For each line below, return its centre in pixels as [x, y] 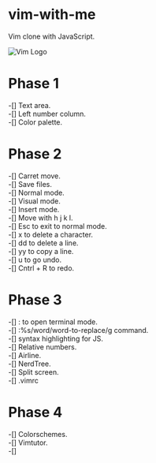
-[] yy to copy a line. [41, 251]
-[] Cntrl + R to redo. [41, 268]
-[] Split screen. [33, 372]
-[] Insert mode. [34, 209]
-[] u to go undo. [35, 260]
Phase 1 [33, 84]
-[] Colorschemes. [38, 434]
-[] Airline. [25, 355]
